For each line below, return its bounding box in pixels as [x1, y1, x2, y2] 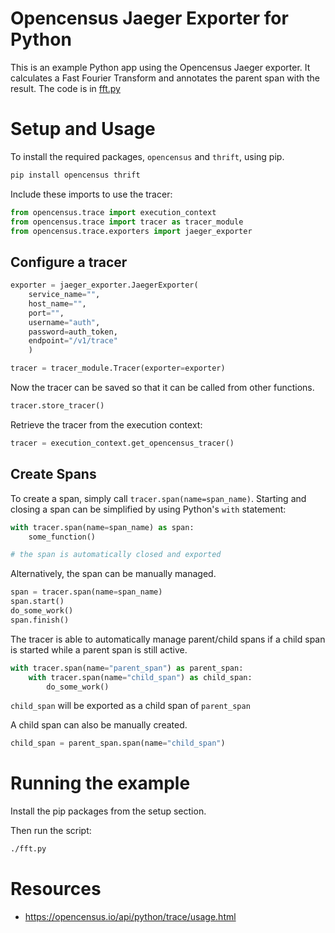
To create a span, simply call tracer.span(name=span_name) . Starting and [10, 492, 307, 504]
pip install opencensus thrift [10, 170, 141, 180]
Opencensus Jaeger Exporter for [10, 7, 289, 30]
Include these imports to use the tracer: [10, 188, 173, 200]
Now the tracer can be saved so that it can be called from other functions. [10, 382, 315, 394]
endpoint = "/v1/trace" [28, 336, 118, 346]
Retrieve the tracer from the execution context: [10, 418, 203, 431]
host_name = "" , [28, 298, 87, 309]
